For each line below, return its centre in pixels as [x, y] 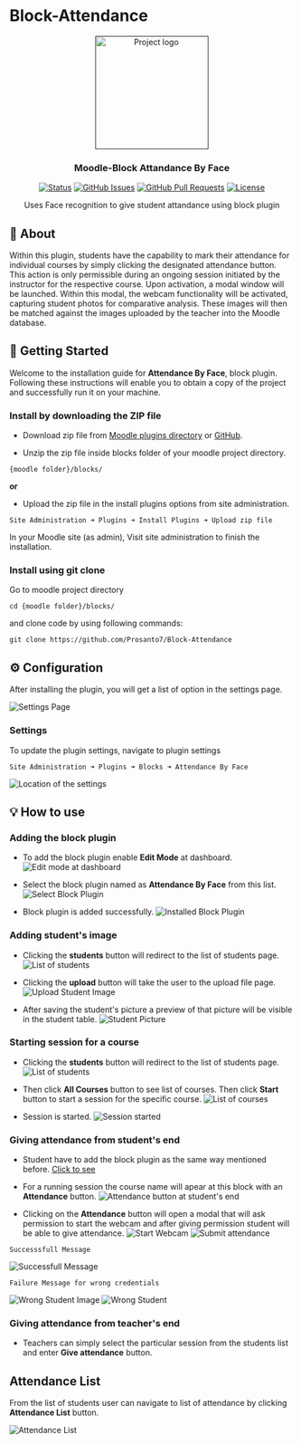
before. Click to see [59, 1170]
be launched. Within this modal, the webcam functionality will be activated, [149, 294]
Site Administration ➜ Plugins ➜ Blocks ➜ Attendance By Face [129, 767]
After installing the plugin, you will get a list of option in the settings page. [146, 690]
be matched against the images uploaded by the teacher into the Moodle [145, 313]
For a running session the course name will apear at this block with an [152, 1187]
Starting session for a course [75, 1042]
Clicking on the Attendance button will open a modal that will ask [144, 1214]
